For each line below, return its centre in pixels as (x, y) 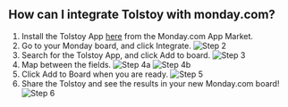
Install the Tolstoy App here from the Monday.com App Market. (137, 36)
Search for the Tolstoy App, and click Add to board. (116, 55)
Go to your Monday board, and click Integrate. (106, 45)
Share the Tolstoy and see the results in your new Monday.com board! (150, 83)
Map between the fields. (66, 64)
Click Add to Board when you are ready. (95, 74)
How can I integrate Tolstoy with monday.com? (142, 15)
